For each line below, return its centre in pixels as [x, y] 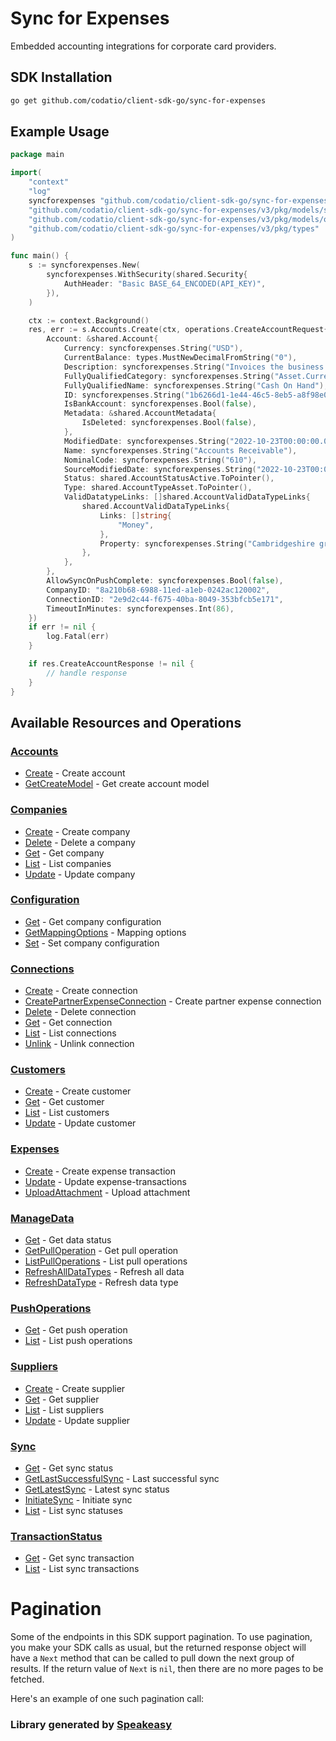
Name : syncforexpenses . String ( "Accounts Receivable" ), [180, 450]
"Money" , [136, 525]
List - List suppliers [64, 1409]
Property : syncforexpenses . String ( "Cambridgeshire [207, 543]
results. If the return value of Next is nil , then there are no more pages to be [167, 1669]
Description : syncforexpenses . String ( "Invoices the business [194, 367]
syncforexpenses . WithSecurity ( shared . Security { [147, 275]
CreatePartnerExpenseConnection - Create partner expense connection [173, 1001]
